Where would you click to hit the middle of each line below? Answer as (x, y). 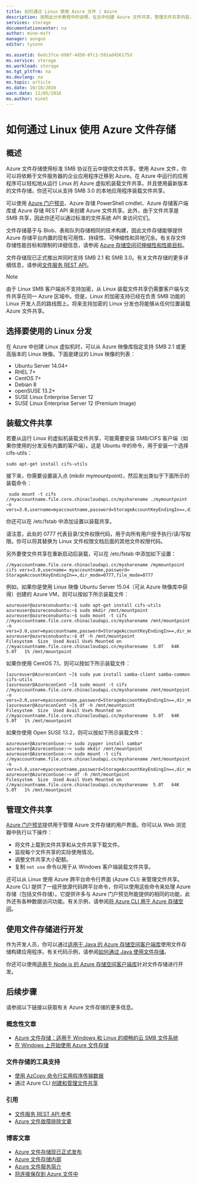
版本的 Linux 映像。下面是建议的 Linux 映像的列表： (73, 354)
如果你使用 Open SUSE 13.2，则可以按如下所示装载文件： (75, 733)
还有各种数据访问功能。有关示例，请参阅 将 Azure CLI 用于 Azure (89, 902)
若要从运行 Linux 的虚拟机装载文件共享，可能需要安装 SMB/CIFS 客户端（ (95, 438)
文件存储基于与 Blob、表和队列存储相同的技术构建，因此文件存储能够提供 (94, 230)
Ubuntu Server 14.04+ (41, 365)
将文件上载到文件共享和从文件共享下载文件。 (69, 845)
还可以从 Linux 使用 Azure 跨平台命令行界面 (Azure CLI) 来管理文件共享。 (94, 879)
